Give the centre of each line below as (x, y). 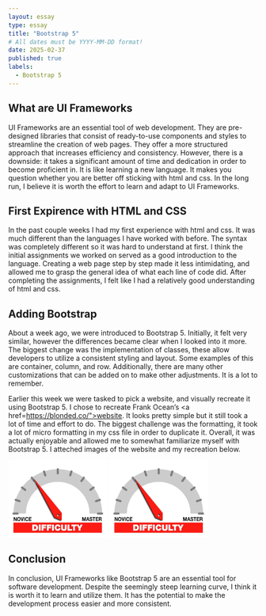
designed (24, 135)
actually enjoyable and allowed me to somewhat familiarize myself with (124, 441)
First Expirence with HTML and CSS (98, 211)
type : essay (28, 25)
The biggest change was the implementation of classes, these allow (119, 350)
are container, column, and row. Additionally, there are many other (116, 367)
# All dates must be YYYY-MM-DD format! (76, 42)
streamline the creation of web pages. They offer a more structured (118, 144)
